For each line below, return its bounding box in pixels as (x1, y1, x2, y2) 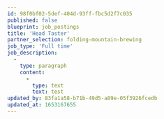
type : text (32, 82, 64, 89)
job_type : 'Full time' (7, 43, 73, 50)
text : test (32, 88, 64, 95)
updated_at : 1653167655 (7, 101, 77, 108)
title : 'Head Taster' (7, 29, 70, 37)
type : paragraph (20, 62, 68, 69)
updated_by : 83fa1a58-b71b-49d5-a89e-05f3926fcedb (7, 95, 158, 102)
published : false (7, 17, 58, 24)
